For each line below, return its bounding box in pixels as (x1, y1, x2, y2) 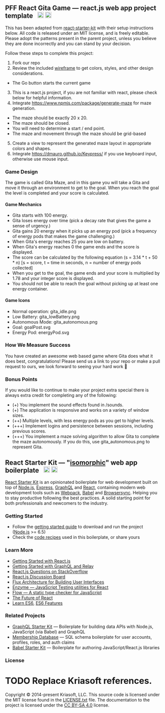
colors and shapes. (12, 145, 51, 151)
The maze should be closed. (12, 120, 70, 126)
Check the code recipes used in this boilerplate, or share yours (12, 534, 140, 540)
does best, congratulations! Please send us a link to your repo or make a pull (5, 358, 160, 364)
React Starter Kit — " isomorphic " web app (5, 458, 138, 467)
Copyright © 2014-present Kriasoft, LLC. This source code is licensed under (5, 691, 160, 697)
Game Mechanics (5, 201, 42, 207)
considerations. (12, 70, 44, 76)
